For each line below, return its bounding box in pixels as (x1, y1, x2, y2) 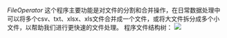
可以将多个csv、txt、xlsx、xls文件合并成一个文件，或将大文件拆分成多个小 (7, 15, 220, 23)
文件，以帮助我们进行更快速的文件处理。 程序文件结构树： (7, 23, 173, 31)
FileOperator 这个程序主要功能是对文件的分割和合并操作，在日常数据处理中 (7, 6, 221, 14)
